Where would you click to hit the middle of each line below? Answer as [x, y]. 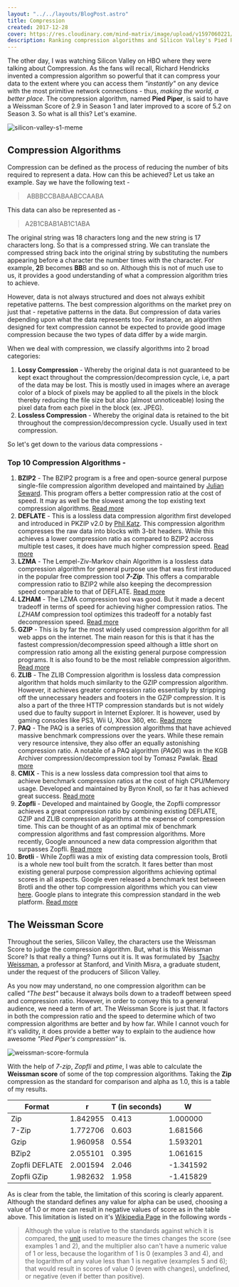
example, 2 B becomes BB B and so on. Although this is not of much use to [116, 267]
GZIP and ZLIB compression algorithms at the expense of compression [121, 819]
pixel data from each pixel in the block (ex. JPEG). [91, 408]
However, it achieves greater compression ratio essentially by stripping [122, 690]
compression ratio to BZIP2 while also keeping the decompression [115, 584]
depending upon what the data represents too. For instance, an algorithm [115, 319]
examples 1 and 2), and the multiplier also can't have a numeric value [126, 1246]
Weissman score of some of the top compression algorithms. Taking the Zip [119, 1074]
